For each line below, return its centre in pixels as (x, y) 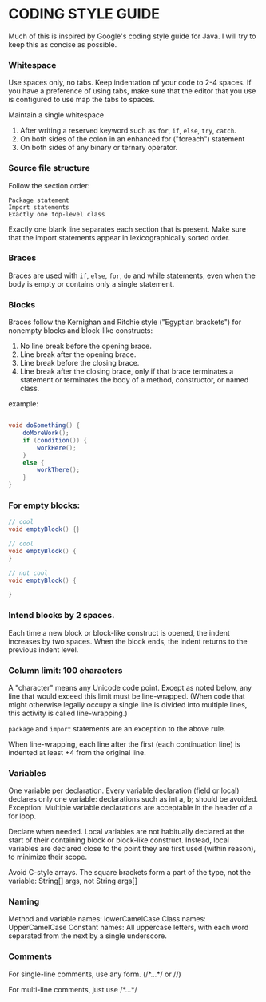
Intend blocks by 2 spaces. (62, 616)
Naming (24, 901)
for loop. (22, 816)
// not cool (28, 573)
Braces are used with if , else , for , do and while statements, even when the (132, 275)
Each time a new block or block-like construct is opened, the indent (119, 632)
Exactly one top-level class (57, 214)
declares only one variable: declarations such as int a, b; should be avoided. (133, 799)
